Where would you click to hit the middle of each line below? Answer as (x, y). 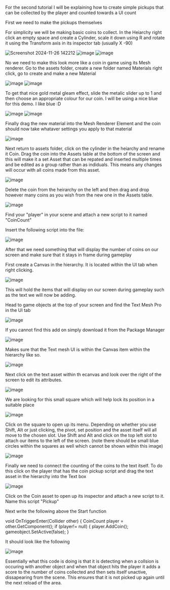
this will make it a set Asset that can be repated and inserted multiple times (83, 159)
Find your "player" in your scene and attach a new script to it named (76, 214)
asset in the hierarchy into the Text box (46, 476)
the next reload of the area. (34, 583)
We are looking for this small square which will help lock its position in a (80, 399)
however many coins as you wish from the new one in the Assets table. (79, 195)
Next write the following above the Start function (56, 511)
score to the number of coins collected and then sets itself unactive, (76, 572)
